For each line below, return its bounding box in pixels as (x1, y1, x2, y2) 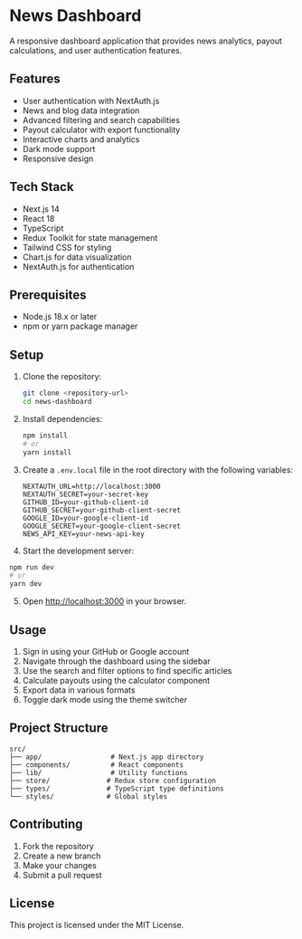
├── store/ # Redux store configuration (9, 776, 217, 785)
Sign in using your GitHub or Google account (22, 647, 190, 656)
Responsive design (22, 153, 94, 164)
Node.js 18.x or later (22, 311, 98, 322)
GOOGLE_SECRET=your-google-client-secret (22, 522, 181, 531)
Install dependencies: (22, 413, 103, 424)
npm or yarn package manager (22, 321, 138, 331)
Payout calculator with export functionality (22, 124, 181, 135)
